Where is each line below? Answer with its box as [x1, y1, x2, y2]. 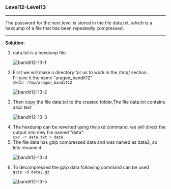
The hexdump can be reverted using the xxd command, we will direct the [12, 124, 166, 130]
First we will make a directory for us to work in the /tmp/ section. [12, 70, 148, 76]
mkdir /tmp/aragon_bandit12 [12, 80, 72, 85]
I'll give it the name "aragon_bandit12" [12, 75, 93, 81]
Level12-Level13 [5, 4, 46, 11]
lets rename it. [12, 145, 43, 151]
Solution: [5, 40, 25, 46]
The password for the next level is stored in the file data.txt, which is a [5, 20, 153, 26]
